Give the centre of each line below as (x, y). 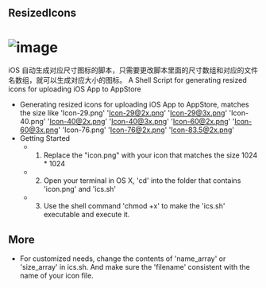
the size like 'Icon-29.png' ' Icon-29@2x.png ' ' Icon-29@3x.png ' (123, 113)
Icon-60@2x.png (200, 122)
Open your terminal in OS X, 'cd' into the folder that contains (142, 181)
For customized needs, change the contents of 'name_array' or (123, 259)
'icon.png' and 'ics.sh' (80, 189)
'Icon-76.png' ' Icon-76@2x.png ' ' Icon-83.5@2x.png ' (148, 130)
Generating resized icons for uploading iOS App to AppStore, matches (134, 105)
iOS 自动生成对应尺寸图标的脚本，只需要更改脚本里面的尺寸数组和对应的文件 (133, 70)
